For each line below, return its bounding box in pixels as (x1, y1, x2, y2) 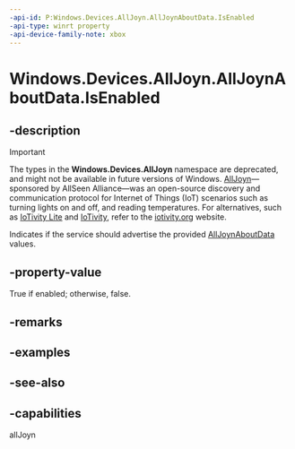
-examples (9, 344, 71, 359)
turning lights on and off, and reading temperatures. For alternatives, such (9, 203, 282, 213)
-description (9, 123, 81, 138)
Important (9, 147, 46, 158)
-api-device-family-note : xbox (9, 30, 126, 39)
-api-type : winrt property (9, 22, 110, 30)
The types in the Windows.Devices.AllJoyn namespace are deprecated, (9, 164, 279, 175)
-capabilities (9, 405, 82, 421)
